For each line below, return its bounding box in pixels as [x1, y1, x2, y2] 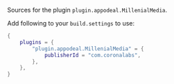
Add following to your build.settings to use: [7, 19, 135, 27]
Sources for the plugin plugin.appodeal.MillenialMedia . [7, 6, 168, 14]
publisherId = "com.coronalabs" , [44, 52, 141, 59]
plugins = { [19, 39, 54, 45]
